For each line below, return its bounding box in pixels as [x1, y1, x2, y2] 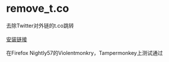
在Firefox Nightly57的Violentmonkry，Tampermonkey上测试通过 [6, 49, 163, 56]
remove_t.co [6, 2, 69, 15]
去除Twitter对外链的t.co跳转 [6, 22, 74, 29]
